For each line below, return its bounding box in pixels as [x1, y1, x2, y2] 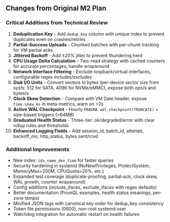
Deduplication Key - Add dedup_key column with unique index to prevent [13, 30, 165, 37]
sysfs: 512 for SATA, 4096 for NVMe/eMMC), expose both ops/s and [13, 85, 156, 91]
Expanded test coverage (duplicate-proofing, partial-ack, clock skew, [13, 173, 158, 179]
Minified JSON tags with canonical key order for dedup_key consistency [13, 200, 164, 206]
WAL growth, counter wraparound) [13, 178, 86, 184]
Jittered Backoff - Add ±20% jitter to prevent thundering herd [13, 52, 143, 58]
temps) [25, 195, 40, 201]
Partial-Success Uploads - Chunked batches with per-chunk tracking [13, 42, 159, 48]
